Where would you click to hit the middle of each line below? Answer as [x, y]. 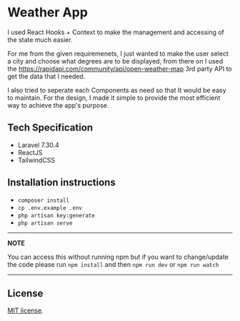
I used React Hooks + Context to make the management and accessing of [116, 32]
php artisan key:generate [56, 215]
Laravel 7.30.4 [38, 145]
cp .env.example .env [50, 208]
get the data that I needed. [46, 76]
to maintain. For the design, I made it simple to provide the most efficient [114, 98]
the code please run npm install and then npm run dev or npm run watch [113, 264]
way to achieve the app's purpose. [58, 105]
